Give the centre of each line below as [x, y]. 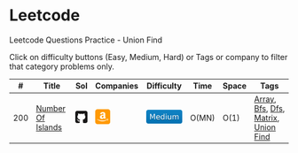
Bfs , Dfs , [270, 108]
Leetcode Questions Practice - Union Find [86, 40]
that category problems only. [62, 66]
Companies [117, 86]
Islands [49, 127]
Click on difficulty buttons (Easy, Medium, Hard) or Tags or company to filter [149, 57]
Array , [265, 99]
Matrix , [267, 118]
